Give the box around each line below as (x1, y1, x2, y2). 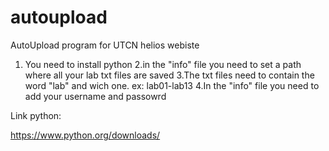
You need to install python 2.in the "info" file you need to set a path (24, 58, 302, 70)
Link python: (10, 109, 62, 121)
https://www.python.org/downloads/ (10, 129, 161, 141)
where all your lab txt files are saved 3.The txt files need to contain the (24, 69, 315, 81)
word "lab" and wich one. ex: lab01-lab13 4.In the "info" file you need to (24, 79, 320, 91)
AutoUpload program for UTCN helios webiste (10, 39, 200, 51)
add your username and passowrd (24, 90, 167, 102)
